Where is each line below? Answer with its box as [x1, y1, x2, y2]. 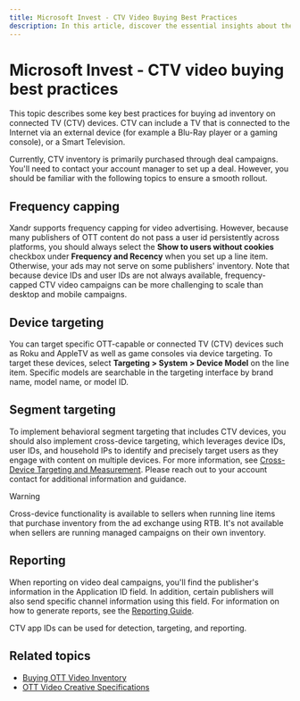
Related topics [9, 648, 91, 663]
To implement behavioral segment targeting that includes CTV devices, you [9, 426, 287, 437]
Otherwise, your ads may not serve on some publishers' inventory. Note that [9, 261, 290, 271]
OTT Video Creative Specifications [21, 681, 150, 692]
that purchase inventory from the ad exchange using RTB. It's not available [9, 517, 284, 528]
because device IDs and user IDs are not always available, [9, 270, 223, 281]
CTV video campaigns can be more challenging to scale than [38, 280, 263, 290]
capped [9, 280, 37, 290]
